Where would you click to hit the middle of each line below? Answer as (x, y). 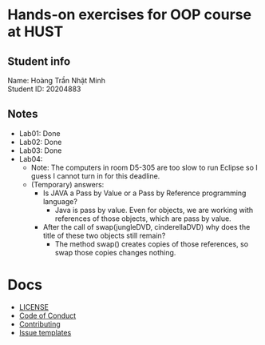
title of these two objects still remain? (104, 235)
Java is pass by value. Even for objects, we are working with (154, 210)
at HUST (36, 32)
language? (60, 201)
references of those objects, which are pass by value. (143, 219)
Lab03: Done (40, 150)
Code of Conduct (47, 315)
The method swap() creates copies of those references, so (152, 244)
